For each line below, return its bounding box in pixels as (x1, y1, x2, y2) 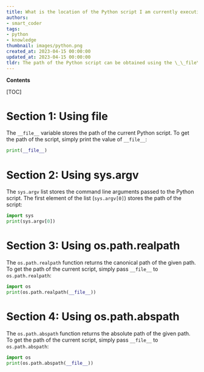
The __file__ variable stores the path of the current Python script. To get (6, 129, 189, 137)
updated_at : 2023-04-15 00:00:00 (6, 54, 91, 60)
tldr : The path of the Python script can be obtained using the (6, 59, 172, 66)
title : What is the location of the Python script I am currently (6, 8, 178, 15)
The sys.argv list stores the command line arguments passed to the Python (6, 188, 194, 195)
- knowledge (6, 37, 36, 43)
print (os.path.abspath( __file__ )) (6, 360, 94, 366)
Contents (6, 76, 30, 84)
